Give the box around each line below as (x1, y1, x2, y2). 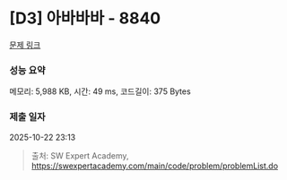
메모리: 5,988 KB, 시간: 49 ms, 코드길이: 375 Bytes (9, 86, 191, 97)
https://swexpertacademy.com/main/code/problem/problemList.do (30, 160, 279, 171)
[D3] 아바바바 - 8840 (9, 8, 161, 29)
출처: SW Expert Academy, (30, 150, 129, 161)
